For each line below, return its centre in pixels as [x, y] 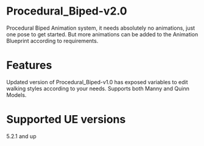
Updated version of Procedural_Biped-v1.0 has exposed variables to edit [97, 82]
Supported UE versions [66, 120]
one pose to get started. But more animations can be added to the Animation [102, 34]
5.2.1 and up [21, 136]
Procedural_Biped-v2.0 [67, 11]
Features [29, 65]
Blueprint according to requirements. [52, 41]
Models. [16, 95]
